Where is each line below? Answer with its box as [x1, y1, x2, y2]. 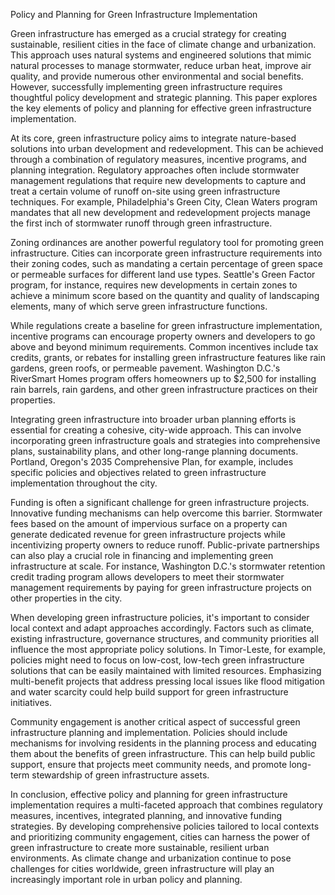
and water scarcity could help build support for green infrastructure [10, 686, 289, 698]
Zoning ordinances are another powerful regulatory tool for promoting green [10, 237, 325, 248]
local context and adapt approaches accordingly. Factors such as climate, [10, 622, 315, 634]
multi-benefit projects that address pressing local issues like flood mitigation [10, 675, 325, 687]
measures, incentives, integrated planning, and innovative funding [10, 810, 283, 821]
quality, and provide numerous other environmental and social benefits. [10, 70, 304, 82]
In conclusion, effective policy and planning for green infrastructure [10, 789, 288, 800]
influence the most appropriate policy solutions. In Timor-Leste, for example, [10, 644, 326, 655]
